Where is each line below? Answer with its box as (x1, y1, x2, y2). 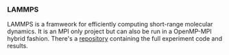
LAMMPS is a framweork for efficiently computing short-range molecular (7, 20, 213, 29)
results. (7, 42, 29, 50)
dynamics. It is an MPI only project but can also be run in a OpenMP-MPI (7, 27, 213, 35)
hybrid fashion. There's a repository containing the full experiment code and (7, 35, 223, 43)
